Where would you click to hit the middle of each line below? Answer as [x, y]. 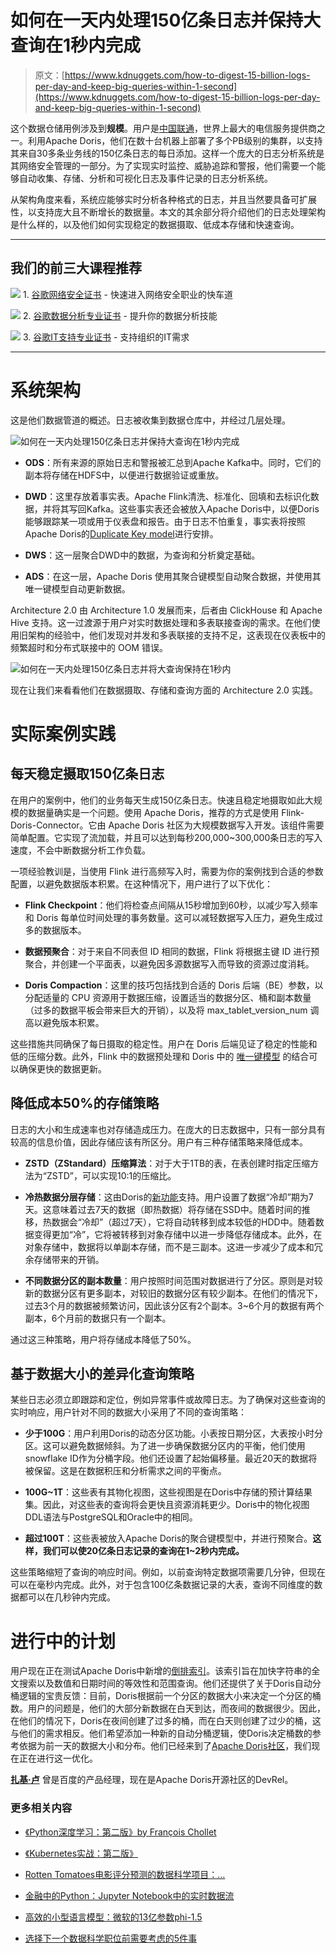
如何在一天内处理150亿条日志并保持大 [166, 20]
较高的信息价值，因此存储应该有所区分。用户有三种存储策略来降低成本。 [159, 1142]
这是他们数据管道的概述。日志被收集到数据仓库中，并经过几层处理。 [150, 420]
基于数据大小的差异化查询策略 [102, 1373]
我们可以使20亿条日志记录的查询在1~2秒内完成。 [143, 1551]
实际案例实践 [63, 733]
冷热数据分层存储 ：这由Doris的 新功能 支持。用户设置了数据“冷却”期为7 [169, 1197]
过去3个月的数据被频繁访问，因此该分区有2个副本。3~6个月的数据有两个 [174, 1305]
